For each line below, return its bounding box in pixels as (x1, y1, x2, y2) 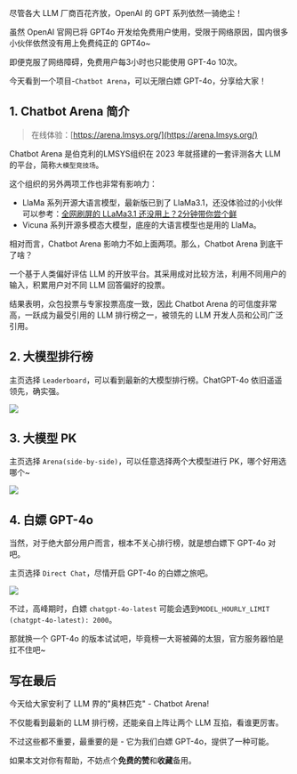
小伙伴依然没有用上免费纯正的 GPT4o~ (9, 38, 151, 48)
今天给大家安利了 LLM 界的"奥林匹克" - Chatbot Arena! (9, 698, 210, 709)
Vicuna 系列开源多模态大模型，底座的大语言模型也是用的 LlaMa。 (21, 219, 261, 230)
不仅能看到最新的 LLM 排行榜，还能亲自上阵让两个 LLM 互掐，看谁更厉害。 (9, 717, 284, 728)
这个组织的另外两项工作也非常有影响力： (9, 178, 157, 189)
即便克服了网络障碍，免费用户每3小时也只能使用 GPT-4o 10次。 (9, 57, 243, 67)
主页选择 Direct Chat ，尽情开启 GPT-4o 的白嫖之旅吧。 (9, 568, 213, 578)
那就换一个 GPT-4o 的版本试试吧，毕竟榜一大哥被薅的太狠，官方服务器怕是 (9, 633, 285, 644)
